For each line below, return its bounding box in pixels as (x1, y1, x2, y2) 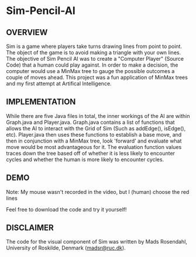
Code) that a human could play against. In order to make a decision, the (6, 61, 178, 68)
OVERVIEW (6, 27, 48, 37)
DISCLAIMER (6, 223, 54, 233)
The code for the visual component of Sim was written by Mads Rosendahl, (6, 238, 187, 245)
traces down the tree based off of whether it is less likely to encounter (6, 150, 176, 157)
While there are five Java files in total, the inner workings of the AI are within (6, 112, 190, 119)
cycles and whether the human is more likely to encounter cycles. (6, 156, 164, 163)
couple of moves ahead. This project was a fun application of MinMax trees (6, 74, 188, 81)
